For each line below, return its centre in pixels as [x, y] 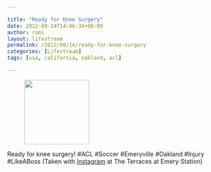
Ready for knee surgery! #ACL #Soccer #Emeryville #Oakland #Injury [106, 154]
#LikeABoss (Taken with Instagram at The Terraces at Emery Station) [105, 161]
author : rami [26, 32]
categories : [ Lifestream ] [44, 52]
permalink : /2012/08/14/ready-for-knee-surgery [77, 45]
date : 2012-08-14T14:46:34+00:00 [55, 26]
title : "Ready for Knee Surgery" [55, 19]
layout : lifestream [35, 39]
